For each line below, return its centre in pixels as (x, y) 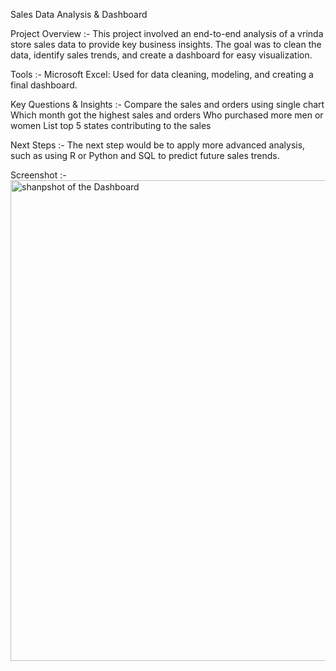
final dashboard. (44, 85)
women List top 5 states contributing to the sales (111, 125)
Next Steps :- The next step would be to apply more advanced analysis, (158, 145)
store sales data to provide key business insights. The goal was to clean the (166, 44)
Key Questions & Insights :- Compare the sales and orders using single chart (167, 104)
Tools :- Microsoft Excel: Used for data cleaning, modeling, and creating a (162, 74)
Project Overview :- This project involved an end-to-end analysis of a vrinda (167, 33)
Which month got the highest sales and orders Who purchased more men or (167, 115)
